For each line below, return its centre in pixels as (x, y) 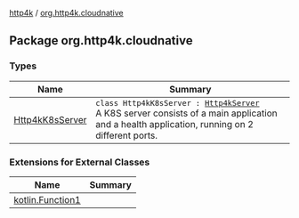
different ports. (127, 135)
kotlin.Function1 (48, 199)
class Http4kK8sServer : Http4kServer (178, 103)
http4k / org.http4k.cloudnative (66, 13)
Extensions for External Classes (80, 162)
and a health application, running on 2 (174, 124)
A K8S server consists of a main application (186, 113)
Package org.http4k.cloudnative (101, 40)
